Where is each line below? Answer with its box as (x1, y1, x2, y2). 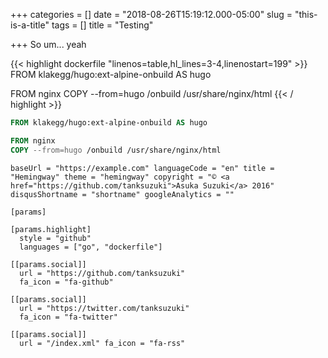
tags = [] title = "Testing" (51, 19, 154, 31)
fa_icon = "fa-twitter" (19, 312, 118, 322)
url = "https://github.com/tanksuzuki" (19, 268, 186, 278)
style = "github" (19, 233, 92, 243)
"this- (294, 9, 318, 20)
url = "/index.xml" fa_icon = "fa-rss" (19, 338, 186, 348)
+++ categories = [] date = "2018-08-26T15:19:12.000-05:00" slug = (10, 9, 293, 20)
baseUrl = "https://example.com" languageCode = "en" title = (10, 163, 275, 173)
